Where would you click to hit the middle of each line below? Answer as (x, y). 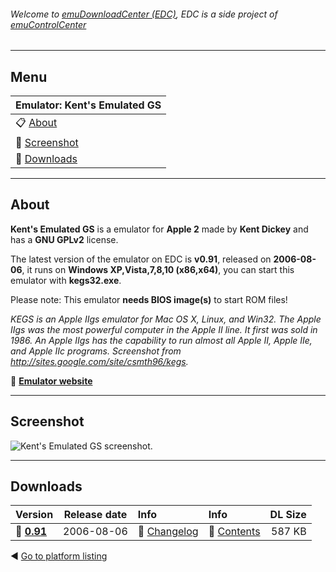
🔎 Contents (234, 532)
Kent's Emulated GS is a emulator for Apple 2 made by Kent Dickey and (159, 229)
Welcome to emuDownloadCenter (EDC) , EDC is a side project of (144, 14)
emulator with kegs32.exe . (66, 280)
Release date (95, 515)
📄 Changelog (168, 532)
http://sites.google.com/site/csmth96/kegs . (99, 361)
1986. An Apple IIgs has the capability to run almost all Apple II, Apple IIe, (161, 340)
